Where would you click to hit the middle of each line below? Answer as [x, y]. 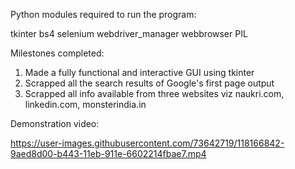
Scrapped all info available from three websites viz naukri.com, [154, 93]
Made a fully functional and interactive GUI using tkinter [139, 72]
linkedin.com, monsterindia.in [85, 104]
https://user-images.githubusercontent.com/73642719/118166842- [147, 143]
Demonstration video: [55, 123]
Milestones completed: [57, 53]
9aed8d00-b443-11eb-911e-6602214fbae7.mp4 [108, 153]
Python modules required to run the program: [103, 14]
